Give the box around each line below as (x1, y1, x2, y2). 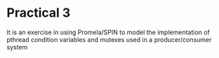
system (6, 43, 28, 51)
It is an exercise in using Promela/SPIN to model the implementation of (6, 28, 210, 36)
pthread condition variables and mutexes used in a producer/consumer (6, 35, 212, 43)
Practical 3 (6, 5, 71, 21)
